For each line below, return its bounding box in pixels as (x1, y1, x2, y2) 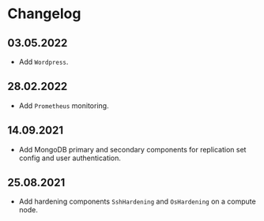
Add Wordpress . (18, 57, 69, 66)
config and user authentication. (18, 153, 122, 163)
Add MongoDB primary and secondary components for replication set (18, 144, 247, 154)
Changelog (7, 5, 81, 23)
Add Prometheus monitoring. (18, 100, 109, 110)
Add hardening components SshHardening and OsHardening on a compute (18, 197, 256, 206)
